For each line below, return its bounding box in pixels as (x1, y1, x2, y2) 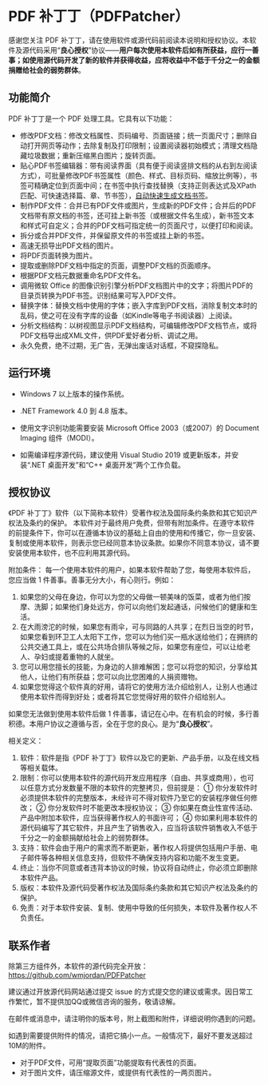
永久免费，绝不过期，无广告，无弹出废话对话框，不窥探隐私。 (19, 341, 223, 350)
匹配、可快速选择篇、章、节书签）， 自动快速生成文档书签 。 (19, 190, 213, 200)
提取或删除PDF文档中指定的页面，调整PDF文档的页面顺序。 (19, 261, 215, 270)
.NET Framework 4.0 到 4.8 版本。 (19, 405, 132, 416)
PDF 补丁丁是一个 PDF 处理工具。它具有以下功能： (8, 114, 175, 123)
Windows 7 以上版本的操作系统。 (19, 389, 129, 398)
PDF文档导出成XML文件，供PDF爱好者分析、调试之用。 (19, 330, 203, 340)
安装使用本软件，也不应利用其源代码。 (8, 548, 134, 558)
